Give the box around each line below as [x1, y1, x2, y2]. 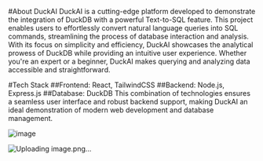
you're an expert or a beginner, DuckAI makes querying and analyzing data [8, 57, 250, 66]
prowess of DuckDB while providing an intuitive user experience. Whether [8, 49, 247, 57]
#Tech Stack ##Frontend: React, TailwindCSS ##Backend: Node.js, [8, 80, 225, 90]
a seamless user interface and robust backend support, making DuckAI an [8, 97, 249, 106]
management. [8, 114, 53, 123]
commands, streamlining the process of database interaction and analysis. [8, 31, 250, 41]
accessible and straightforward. [8, 65, 111, 74]
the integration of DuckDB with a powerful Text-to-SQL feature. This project [8, 15, 254, 24]
